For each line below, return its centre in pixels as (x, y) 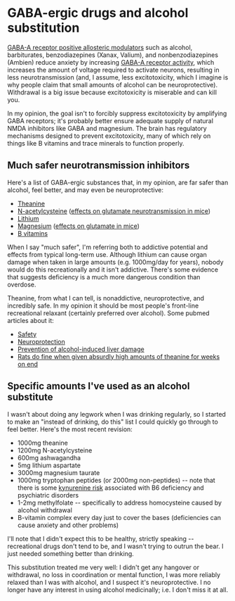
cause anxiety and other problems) (68, 525)
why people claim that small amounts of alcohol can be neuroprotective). (113, 84)
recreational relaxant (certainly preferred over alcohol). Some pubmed (108, 313)
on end (28, 364)
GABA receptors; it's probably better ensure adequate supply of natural (110, 120)
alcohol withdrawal (45, 510)
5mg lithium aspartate (49, 465)
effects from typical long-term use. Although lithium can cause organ (107, 254)
